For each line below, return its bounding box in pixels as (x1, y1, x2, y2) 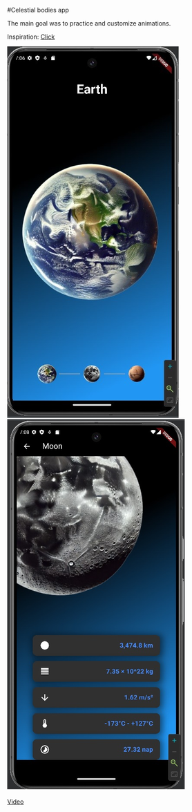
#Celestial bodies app (7, 6, 69, 14)
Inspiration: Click (7, 32, 55, 41)
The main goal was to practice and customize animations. (7, 19, 171, 27)
